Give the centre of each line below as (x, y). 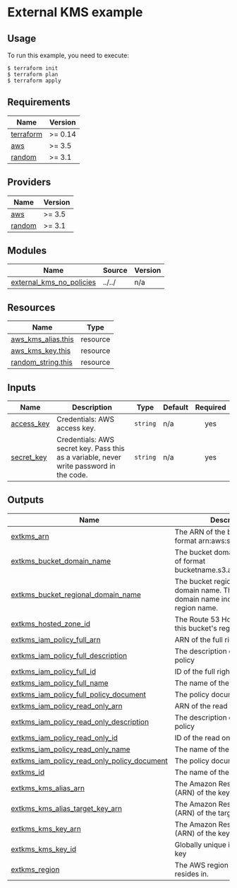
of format (190, 561)
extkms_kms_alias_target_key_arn (66, 808)
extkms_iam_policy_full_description (69, 655)
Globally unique (201, 844)
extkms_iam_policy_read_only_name (71, 749)
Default (176, 407)
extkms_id (28, 772)
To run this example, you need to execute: (68, 55)
